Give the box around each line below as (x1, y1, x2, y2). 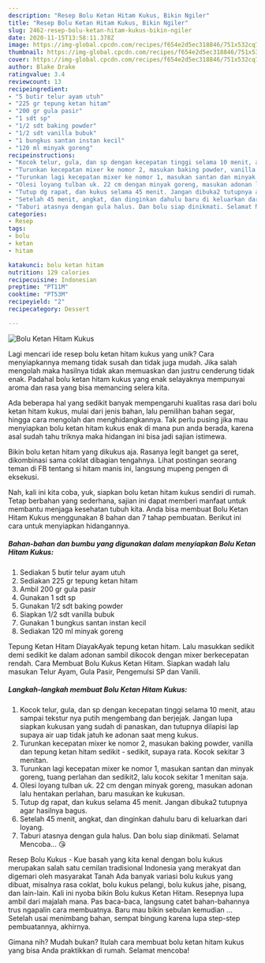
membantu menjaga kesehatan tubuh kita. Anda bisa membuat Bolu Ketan (8, 504, 248, 514)
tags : (8, 225, 26, 233)
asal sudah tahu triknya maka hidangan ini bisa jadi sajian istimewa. (8, 432, 227, 441)
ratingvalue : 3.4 (8, 70, 65, 78)
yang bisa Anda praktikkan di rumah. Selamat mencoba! (8, 946, 190, 955)
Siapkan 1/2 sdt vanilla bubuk (19, 610, 115, 619)
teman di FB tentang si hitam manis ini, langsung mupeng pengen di (8, 463, 229, 473)
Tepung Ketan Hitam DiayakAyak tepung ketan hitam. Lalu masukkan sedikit (8, 641, 255, 651)
